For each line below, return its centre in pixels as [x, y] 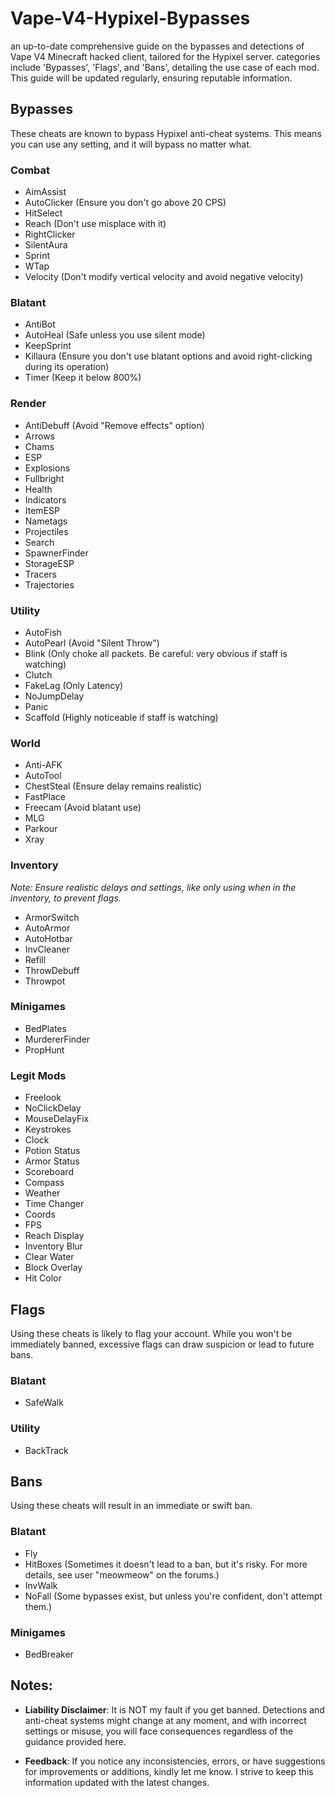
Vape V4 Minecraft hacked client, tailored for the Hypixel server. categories [165, 56]
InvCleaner [47, 949]
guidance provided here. [75, 1741]
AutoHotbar [48, 938]
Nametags [46, 521]
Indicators [45, 499]
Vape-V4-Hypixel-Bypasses [130, 18]
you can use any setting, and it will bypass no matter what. [131, 144]
